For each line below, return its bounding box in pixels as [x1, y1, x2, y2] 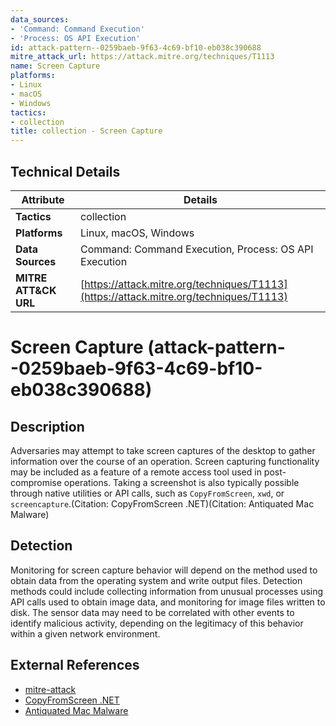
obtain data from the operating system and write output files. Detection [10, 574, 303, 586]
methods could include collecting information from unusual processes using [10, 585, 324, 597]
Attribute [21, 192, 65, 206]
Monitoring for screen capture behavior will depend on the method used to [10, 564, 318, 576]
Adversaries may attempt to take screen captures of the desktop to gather [10, 444, 316, 456]
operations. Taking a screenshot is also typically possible [63, 476, 300, 488]
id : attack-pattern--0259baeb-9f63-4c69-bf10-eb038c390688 [10, 42, 262, 53]
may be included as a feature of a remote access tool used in [10, 466, 262, 478]
